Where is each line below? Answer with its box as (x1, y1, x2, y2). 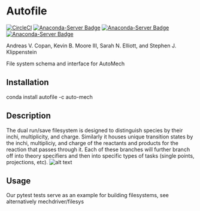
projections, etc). (6, 158, 49, 165)
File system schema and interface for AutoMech (6, 60, 125, 67)
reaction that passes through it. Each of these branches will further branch (6, 146, 190, 153)
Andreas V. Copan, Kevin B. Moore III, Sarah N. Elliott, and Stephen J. (6, 42, 177, 49)
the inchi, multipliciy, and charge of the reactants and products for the (6, 139, 178, 146)
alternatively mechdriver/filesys (6, 198, 84, 205)
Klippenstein (6, 48, 37, 55)
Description (6, 111, 51, 121)
